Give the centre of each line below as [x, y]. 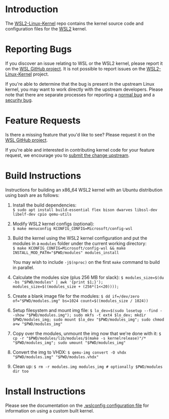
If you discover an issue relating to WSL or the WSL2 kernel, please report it [84, 63]
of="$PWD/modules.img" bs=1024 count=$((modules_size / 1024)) [80, 301]
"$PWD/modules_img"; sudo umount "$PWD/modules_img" [69, 343]
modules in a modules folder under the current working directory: [79, 243]
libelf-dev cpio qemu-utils [42, 214]
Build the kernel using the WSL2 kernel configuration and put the [80, 238]
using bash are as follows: [32, 195]
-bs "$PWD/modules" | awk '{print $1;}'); [58, 282]
